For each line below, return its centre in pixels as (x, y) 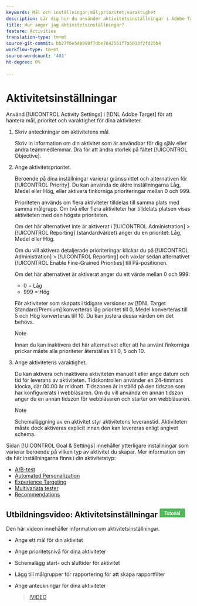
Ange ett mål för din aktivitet (49, 540)
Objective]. (28, 156)
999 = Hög (36, 292)
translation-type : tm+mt (36, 37)
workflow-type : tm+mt (33, 50)
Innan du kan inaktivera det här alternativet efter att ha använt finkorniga (102, 345)
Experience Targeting (40, 482)
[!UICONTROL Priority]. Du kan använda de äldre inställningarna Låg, (98, 185)
